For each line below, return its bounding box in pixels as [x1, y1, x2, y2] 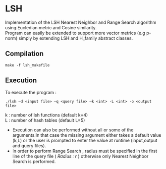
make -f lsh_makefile [5, 62, 50, 67]
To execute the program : [5, 89, 57, 95]
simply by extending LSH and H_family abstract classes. [18, 35, 133, 41]
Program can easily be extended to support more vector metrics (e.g [5, 30, 145, 36]
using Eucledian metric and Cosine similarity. [5, 24, 97, 30]
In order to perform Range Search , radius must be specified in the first [12, 148, 158, 154]
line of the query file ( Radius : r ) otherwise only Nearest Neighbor [12, 153, 149, 159]
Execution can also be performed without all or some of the [12, 127, 134, 133]
